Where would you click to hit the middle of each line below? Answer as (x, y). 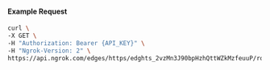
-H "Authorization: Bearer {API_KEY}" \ (77, 43)
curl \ (19, 28)
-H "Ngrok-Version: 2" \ (49, 51)
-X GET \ (22, 36)
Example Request (37, 11)
